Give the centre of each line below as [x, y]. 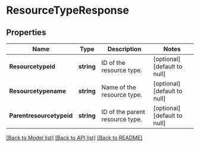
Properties [26, 32]
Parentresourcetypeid [41, 115]
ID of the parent [124, 112]
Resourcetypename [38, 91]
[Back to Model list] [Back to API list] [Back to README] [74, 138]
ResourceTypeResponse [68, 10]
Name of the [119, 87]
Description [124, 49]
